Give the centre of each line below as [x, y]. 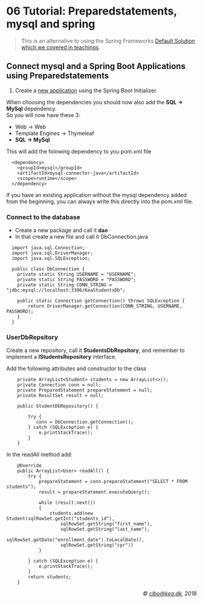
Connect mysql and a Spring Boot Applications [96, 66]
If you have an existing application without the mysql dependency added [97, 195]
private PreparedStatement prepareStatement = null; [85, 390]
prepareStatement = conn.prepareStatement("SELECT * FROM [113, 482]
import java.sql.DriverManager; [53, 253]
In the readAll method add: [39, 455]
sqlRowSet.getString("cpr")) [97, 545]
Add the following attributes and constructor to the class [76, 368]
